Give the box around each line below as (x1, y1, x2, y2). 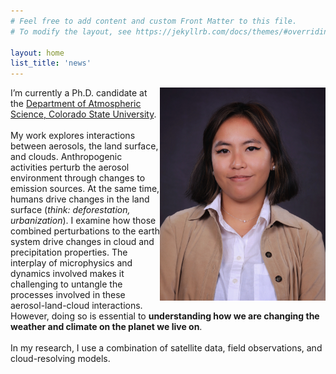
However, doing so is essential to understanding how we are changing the (10, 310, 320, 322)
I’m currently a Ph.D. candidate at (10, 87, 148, 99)
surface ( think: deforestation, (10, 204, 131, 216)
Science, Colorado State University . (10, 108, 157, 120)
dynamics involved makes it (10, 268, 125, 280)
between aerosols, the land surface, (10, 140, 159, 152)
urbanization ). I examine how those (10, 215, 157, 227)
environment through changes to (10, 172, 146, 184)
